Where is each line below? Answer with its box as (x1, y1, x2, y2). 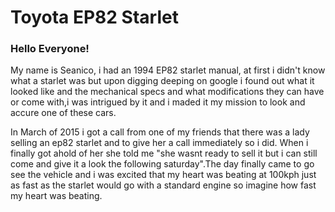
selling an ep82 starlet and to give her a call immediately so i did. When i (10, 137, 309, 149)
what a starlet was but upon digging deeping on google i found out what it (10, 75, 315, 87)
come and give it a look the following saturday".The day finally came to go (10, 158, 315, 170)
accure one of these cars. (10, 107, 117, 119)
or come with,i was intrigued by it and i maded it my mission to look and (10, 96, 306, 108)
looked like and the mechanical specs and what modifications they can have (10, 86, 325, 98)
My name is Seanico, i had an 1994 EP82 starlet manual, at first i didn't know (10, 64, 326, 76)
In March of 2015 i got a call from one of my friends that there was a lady (10, 126, 310, 138)
